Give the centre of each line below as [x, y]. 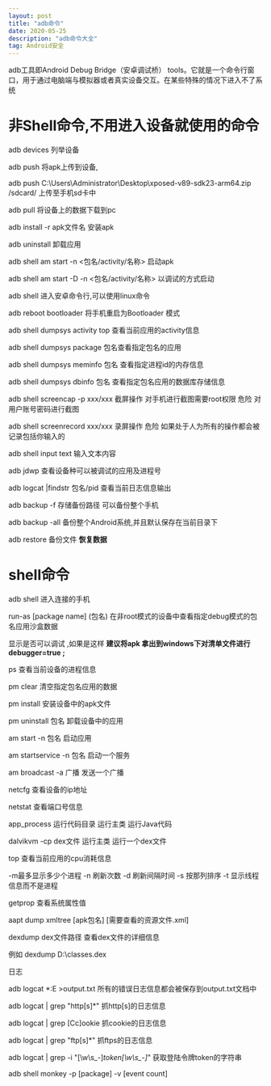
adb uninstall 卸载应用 [45, 244]
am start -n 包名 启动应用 [50, 738]
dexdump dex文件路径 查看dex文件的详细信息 [84, 937]
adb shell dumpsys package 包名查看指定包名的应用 [95, 348]
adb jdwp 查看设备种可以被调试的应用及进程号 [85, 471]
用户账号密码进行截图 [44, 409]
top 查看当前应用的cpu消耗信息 [60, 858]
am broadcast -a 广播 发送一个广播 [66, 772]
